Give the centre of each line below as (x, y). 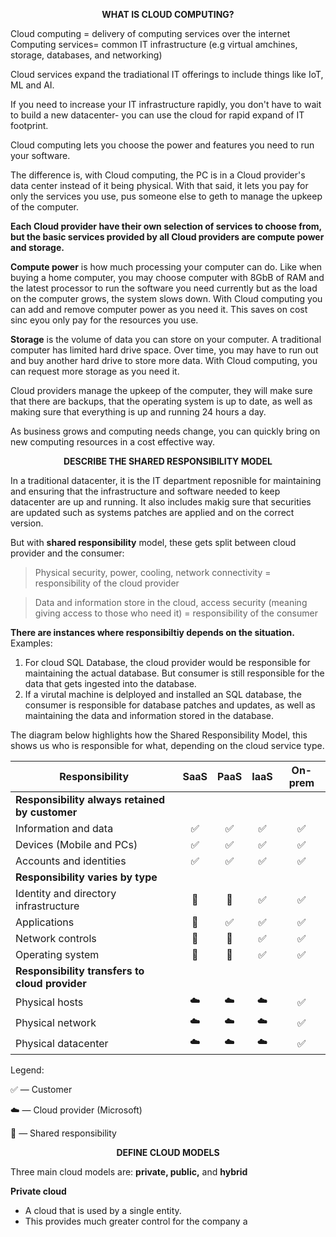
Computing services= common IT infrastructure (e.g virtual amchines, (154, 44)
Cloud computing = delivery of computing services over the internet (150, 33)
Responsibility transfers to (80, 971)
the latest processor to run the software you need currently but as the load (164, 288)
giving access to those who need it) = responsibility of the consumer (176, 613)
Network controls (56, 938)
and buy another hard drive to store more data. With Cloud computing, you (164, 360)
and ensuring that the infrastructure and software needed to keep (145, 491)
